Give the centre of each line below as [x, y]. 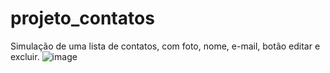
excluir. [25, 56]
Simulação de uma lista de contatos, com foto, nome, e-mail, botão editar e [165, 46]
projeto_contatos [82, 18]
